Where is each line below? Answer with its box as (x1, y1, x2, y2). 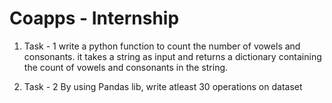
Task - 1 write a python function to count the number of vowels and (23, 40, 301, 52)
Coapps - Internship (9, 7, 180, 30)
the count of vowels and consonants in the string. (23, 61, 229, 73)
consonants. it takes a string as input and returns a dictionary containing (23, 50, 322, 62)
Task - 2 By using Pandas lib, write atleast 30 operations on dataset (23, 80, 303, 92)
